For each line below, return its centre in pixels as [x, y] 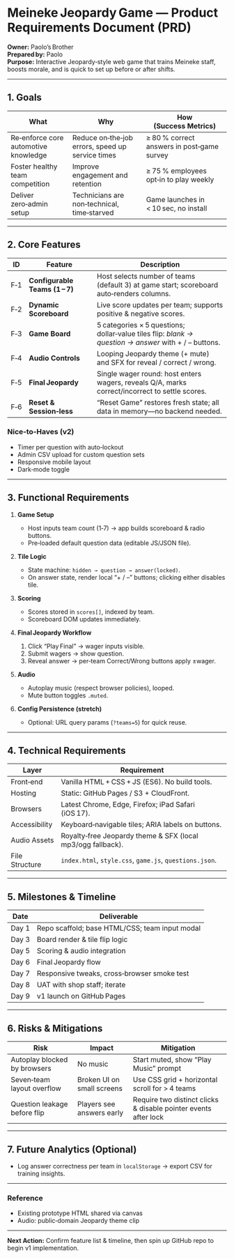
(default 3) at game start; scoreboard [157, 285]
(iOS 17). [76, 813]
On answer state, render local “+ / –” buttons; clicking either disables [126, 577]
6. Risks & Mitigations [55, 1028]
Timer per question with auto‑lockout [70, 447]
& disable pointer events [172, 1109]
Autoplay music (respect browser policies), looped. [101, 688]
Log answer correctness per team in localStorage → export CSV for [115, 1166]
